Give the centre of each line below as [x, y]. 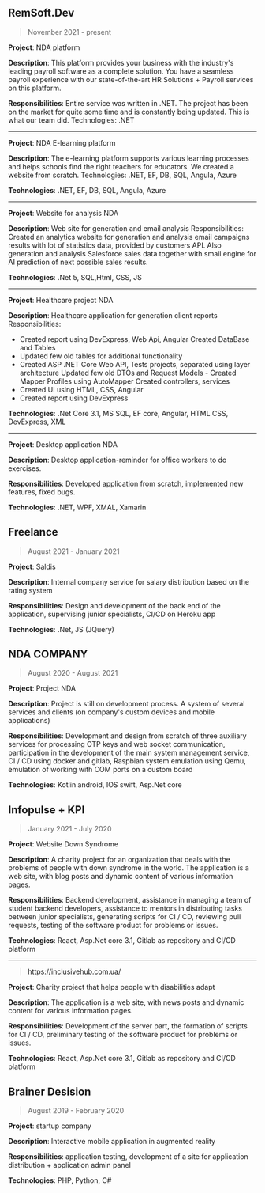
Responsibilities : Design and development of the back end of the [114, 605]
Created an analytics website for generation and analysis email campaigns [129, 237]
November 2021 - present [69, 32]
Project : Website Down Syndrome [63, 844]
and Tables [37, 347]
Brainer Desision [50, 1091]
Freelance [33, 532]
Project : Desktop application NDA [63, 444]
